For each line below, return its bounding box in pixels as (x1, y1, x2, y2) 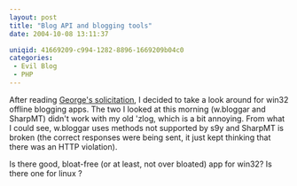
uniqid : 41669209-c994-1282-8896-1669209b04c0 (9, 45, 184, 54)
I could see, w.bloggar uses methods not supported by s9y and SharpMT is (9, 122, 284, 133)
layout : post (9, 12, 58, 22)
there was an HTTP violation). (9, 141, 118, 151)
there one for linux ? (9, 167, 82, 178)
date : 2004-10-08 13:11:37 (9, 29, 109, 38)
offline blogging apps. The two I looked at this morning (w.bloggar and (9, 104, 266, 114)
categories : (9, 54, 53, 63)
